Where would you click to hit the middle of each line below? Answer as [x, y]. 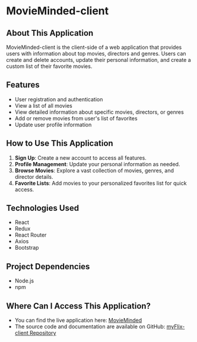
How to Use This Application [60, 143]
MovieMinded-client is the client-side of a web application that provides [94, 47]
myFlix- [176, 327]
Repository [43, 333]
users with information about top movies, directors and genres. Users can [96, 54]
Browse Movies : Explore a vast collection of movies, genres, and [94, 170]
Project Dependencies [48, 266]
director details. [34, 176]
